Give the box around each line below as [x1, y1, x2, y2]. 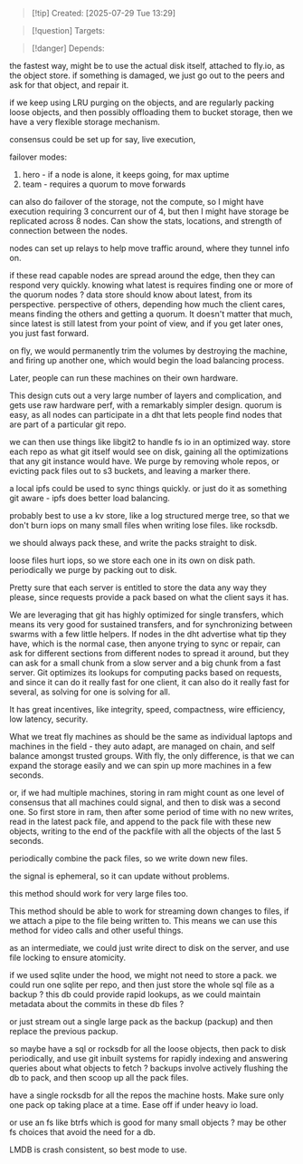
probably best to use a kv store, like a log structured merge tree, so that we [9, 510, 290, 520]
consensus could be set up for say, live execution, [9, 134, 196, 144]
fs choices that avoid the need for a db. [9, 1127, 156, 1137]
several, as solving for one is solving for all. [9, 686, 171, 697]
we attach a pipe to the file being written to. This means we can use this [9, 916, 278, 926]
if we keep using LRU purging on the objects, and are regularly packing [9, 97, 274, 108]
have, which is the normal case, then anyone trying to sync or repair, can [9, 638, 281, 649]
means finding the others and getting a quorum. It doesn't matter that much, [9, 308, 293, 319]
